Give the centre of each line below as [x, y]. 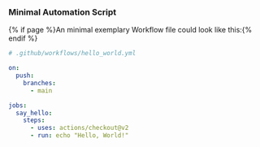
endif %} [23, 38]
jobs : [17, 105]
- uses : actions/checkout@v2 [79, 128]
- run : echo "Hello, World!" [79, 136]
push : [25, 76]
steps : [34, 120]
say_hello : [34, 113]
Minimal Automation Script [63, 12]
